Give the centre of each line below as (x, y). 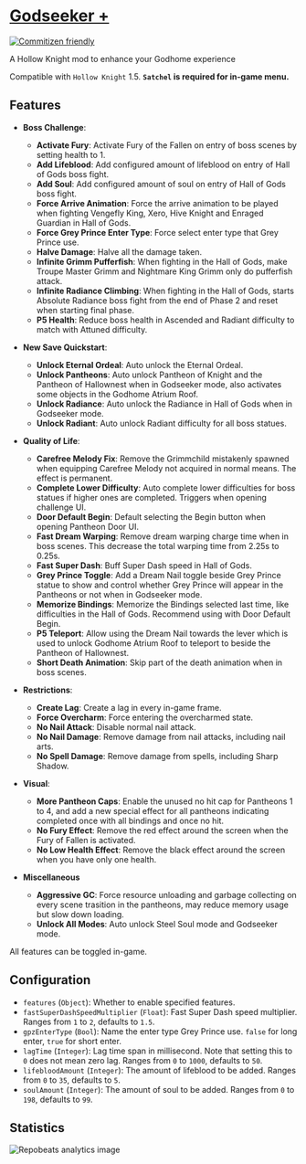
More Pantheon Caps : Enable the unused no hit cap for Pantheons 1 (164, 801)
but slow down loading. (80, 914)
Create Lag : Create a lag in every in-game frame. (129, 707)
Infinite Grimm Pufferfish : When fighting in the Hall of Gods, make (162, 261)
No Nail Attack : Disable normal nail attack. (116, 726)
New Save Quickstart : (65, 347)
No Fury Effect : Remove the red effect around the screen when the (163, 830)
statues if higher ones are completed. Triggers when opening (152, 497)
